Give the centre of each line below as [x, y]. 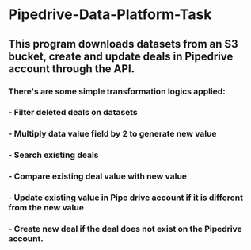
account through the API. [72, 69]
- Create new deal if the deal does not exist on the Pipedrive [125, 229]
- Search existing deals [53, 155]
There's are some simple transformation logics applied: [117, 91]
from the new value [46, 208]
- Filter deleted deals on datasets [73, 113]
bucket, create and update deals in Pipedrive [121, 56]
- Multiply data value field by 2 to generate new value [112, 134]
